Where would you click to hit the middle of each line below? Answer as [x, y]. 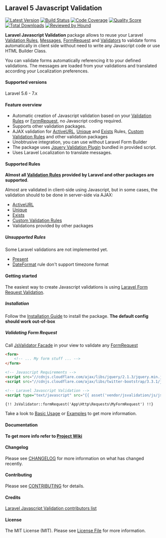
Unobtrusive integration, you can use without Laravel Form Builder [80, 142]
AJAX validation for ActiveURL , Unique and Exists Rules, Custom [78, 131]
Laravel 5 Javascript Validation [54, 8]
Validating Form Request [31, 333]
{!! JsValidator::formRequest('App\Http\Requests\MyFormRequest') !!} [79, 404]
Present [20, 259]
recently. [14, 464]
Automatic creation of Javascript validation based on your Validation [82, 116]
